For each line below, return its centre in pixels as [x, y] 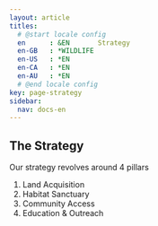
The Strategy [47, 146]
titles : [24, 26]
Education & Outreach [63, 213]
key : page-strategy [46, 92]
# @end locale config [58, 84]
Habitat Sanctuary [56, 195]
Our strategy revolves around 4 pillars [79, 168]
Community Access [59, 204]
